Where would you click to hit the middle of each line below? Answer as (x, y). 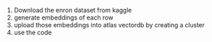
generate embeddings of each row (63, 17)
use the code (33, 32)
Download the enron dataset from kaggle (73, 10)
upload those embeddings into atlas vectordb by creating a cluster (109, 25)
